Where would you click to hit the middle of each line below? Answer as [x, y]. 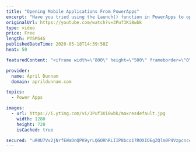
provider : [18, 71]
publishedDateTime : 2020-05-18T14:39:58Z [57, 44]
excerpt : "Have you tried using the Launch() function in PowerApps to [95, 17]
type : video [20, 28]
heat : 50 [17, 50]
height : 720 [31, 124]
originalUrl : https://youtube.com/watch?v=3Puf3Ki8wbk [74, 22]
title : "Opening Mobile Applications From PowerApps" [73, 11]
